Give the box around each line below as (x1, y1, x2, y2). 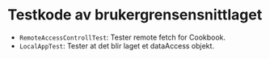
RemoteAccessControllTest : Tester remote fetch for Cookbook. (19, 32, 226, 42)
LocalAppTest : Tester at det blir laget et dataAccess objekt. (19, 40, 215, 50)
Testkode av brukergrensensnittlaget (7, 6, 263, 24)
